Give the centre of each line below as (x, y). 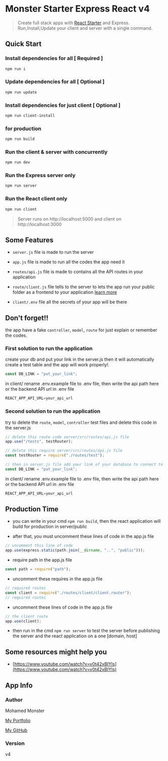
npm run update (21, 92)
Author (14, 699)
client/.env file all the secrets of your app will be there (70, 302)
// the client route (27, 616)
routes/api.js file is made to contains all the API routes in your (78, 272)
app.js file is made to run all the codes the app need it (68, 262)
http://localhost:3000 (39, 224)
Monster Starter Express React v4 (77, 9)
